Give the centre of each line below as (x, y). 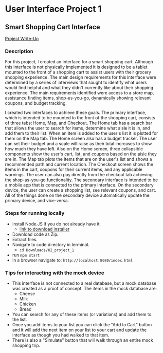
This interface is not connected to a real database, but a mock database (84, 283)
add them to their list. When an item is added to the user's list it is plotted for (81, 133)
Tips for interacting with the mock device (55, 273)
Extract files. (25, 239)
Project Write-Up (22, 38)
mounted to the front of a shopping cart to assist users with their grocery (78, 72)
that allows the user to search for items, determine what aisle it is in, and (78, 128)
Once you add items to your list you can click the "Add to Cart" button (82, 324)
